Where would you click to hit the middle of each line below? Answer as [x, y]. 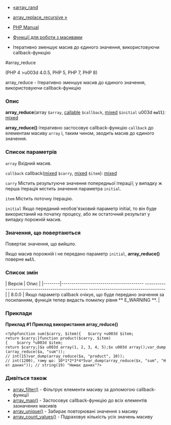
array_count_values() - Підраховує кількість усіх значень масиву [83, 417]
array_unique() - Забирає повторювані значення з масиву [75, 411]
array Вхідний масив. [29, 163]
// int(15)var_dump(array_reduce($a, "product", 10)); [65, 356]
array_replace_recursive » [40, 17]
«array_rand [25, 7]
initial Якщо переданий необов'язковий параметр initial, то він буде [81, 208]
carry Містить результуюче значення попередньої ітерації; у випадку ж [84, 183]
